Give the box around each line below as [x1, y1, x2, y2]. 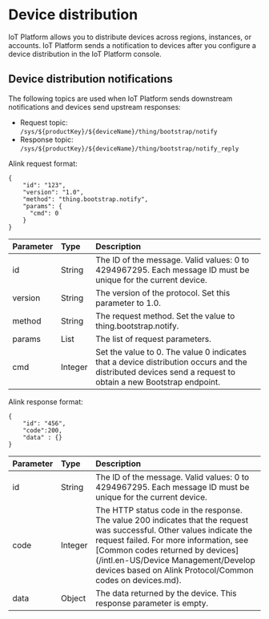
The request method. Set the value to [95, 310, 235, 321]
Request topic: [19, 118, 68, 127]
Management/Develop [171, 554, 255, 565]
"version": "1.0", [22, 188, 84, 196]
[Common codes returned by [95, 545, 205, 556]
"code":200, [22, 426, 62, 434]
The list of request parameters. [95, 333, 212, 344]
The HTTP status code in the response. [95, 504, 243, 516]
